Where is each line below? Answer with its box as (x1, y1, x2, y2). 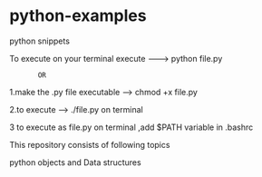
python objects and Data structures (9, 156, 142, 168)
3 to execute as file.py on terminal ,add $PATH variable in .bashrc (9, 122, 254, 133)
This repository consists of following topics (9, 139, 170, 150)
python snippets (9, 35, 71, 46)
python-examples (9, 5, 147, 26)
